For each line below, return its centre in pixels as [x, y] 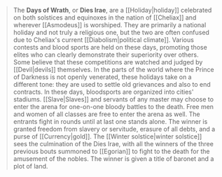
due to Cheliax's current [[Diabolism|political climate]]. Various [103, 40]
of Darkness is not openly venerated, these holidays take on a [102, 77]
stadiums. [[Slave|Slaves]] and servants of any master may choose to [113, 99]
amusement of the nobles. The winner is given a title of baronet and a [113, 159]
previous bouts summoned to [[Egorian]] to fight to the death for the [111, 151]
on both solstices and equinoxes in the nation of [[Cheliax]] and [105, 17]
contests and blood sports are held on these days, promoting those [110, 47]
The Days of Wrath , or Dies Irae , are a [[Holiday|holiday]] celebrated [112, 10]
